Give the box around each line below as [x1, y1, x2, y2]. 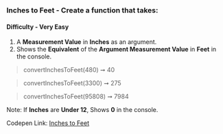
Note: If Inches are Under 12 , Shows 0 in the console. [6, 106, 159, 114]
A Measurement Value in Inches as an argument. [16, 38, 157, 46]
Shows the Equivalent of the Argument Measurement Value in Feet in [16, 45, 217, 54]
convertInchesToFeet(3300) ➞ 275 [23, 79, 121, 87]
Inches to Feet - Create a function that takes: [6, 5, 159, 15]
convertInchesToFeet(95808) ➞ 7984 [23, 92, 129, 101]
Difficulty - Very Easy [6, 23, 69, 31]
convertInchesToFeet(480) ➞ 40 [23, 66, 115, 74]
